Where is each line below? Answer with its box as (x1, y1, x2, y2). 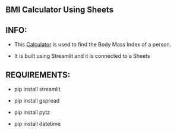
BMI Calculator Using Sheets (5, 5, 114, 15)
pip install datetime (14, 120, 61, 128)
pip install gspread (14, 97, 60, 104)
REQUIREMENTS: (5, 70, 71, 80)
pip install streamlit (14, 86, 61, 93)
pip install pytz (14, 109, 50, 116)
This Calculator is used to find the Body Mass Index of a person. (14, 41, 172, 48)
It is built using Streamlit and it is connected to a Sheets (14, 52, 150, 60)
